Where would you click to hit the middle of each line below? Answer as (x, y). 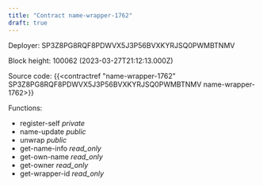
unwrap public (43, 139)
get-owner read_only (54, 165)
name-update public (53, 132)
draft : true (28, 23)
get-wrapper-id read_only (62, 173)
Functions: (25, 108)
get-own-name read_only (61, 156)
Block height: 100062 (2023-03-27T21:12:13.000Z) (91, 61)
